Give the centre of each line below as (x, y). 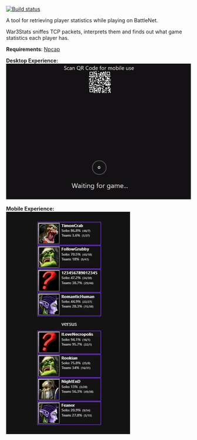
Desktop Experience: (32, 61)
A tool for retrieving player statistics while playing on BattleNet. (82, 20)
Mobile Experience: (30, 209)
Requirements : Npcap (33, 49)
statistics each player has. (38, 38)
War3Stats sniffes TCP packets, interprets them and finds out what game (94, 32)
